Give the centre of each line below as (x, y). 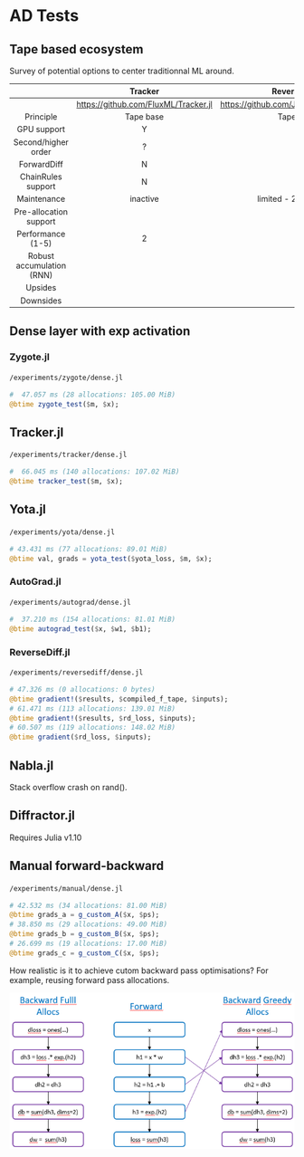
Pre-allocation (41, 211)
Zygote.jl (29, 357)
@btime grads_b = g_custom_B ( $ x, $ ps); (85, 934)
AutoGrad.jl (35, 582)
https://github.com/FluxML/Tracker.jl (144, 104)
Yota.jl (28, 509)
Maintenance (41, 199)
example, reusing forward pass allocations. (90, 980)
